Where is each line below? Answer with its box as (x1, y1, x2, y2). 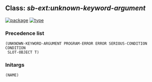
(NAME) (5, 72, 19, 78)
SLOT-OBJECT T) (7, 50, 39, 55)
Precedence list (5, 29, 44, 36)
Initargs (5, 61, 25, 68)
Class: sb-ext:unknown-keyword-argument (5, 4, 146, 12)
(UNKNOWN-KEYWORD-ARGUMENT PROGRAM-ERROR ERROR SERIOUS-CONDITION (5, 41, 147, 46)
